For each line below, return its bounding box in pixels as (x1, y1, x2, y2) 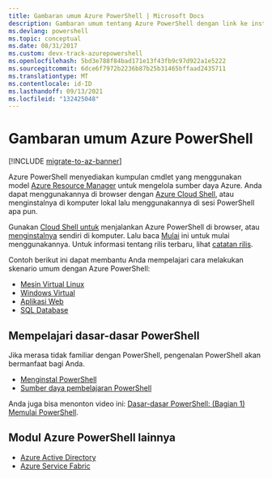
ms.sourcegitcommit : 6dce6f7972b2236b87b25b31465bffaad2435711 (8, 65, 227, 73)
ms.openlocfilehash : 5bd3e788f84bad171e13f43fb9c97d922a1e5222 (8, 58, 227, 66)
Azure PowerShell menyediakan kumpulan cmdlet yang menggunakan (8, 172, 242, 182)
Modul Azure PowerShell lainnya (8, 431, 176, 445)
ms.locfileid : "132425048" (8, 95, 100, 103)
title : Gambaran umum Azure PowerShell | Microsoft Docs (8, 11, 205, 20)
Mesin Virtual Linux (19, 280, 85, 289)
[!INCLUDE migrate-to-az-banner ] (8, 156, 122, 166)
